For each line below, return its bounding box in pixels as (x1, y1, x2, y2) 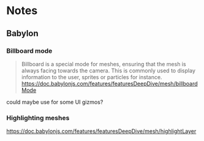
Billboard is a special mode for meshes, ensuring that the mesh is (21, 60, 186, 67)
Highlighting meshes (6, 113, 70, 122)
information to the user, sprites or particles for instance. (21, 73, 162, 80)
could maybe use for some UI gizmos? (6, 98, 104, 105)
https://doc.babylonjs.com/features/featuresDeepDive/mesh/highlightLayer (6, 128, 197, 135)
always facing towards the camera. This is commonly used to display (21, 67, 196, 74)
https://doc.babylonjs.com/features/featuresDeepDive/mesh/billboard (21, 80, 198, 87)
